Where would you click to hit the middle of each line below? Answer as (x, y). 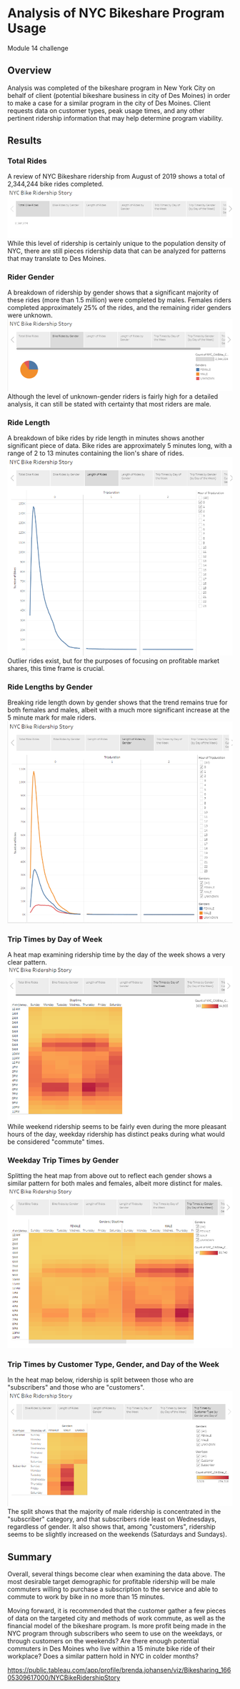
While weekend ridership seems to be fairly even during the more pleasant (117, 1127)
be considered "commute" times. (56, 1142)
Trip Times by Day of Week (55, 940)
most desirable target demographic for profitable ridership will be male (111, 1582)
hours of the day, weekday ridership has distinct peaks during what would (116, 1135)
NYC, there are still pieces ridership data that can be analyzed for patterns (117, 251)
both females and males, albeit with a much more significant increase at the (119, 709)
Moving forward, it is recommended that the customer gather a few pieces (117, 1611)
